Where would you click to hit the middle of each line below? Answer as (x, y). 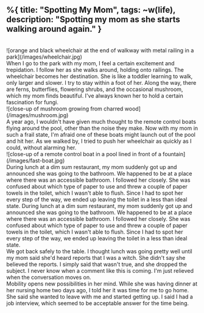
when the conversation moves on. (49, 277)
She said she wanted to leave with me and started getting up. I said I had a (100, 297)
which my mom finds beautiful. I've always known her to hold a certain (95, 95)
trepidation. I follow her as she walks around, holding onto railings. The (95, 70)
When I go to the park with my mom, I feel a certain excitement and (90, 63)
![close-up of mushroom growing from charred (65, 109)
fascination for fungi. (33, 102)
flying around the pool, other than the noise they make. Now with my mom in (102, 128)
